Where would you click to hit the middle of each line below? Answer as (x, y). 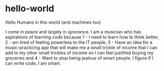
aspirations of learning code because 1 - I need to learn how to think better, (82, 37)
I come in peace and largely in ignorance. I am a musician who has (73, 32)
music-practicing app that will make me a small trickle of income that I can (81, 47)
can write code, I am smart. (33, 63)
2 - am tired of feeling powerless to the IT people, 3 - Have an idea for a (79, 42)
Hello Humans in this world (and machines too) (53, 22)
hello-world (30, 9)
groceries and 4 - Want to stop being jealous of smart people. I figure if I (79, 58)
